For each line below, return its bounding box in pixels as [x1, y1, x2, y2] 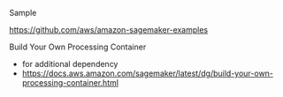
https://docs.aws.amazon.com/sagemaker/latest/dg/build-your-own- [21, 68, 274, 78]
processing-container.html [21, 78, 119, 87]
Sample [9, 8, 37, 18]
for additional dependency [21, 59, 119, 69]
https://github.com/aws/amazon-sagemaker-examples [9, 25, 209, 34]
